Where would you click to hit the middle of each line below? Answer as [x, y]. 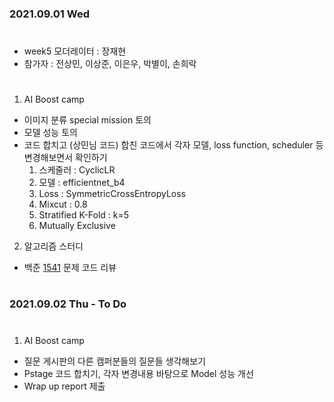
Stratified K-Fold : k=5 [84, 215]
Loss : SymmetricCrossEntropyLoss [112, 194]
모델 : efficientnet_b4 [82, 183]
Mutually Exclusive [77, 226]
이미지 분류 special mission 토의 [87, 120]
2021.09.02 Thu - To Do [68, 304]
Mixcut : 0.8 [63, 204]
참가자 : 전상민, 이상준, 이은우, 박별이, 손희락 [110, 64]
